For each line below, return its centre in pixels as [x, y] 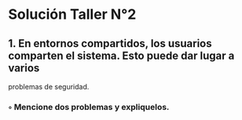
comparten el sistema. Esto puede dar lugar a [121, 55]
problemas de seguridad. [49, 87]
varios [24, 68]
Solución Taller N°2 [72, 15]
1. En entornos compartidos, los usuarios [110, 44]
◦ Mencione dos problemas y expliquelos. [89, 107]
